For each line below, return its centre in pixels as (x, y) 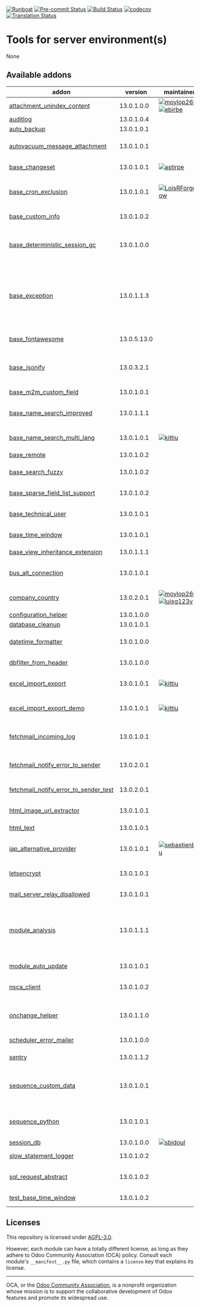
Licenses (23, 1223)
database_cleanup (35, 624)
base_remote (27, 454)
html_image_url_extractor (44, 810)
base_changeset (32, 167)
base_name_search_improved (51, 413)
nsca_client (25, 987)
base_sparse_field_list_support (52, 493)
